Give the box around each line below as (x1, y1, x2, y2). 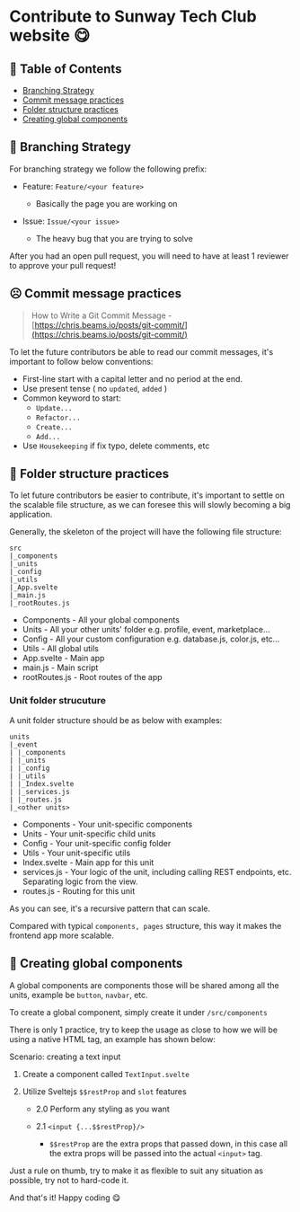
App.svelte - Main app (22, 653, 105, 664)
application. (9, 509, 53, 520)
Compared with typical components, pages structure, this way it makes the (9, 920, 282, 931)
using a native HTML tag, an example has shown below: (9, 1033, 216, 1044)
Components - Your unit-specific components (22, 818, 193, 829)
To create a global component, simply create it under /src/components (9, 1006, 268, 1017)
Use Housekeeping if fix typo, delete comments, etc (22, 440, 210, 451)
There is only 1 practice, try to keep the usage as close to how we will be (9, 1024, 278, 1035)
